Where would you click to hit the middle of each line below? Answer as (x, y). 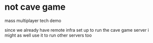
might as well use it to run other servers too (48, 35)
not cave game (35, 7)
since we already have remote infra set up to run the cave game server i (77, 30)
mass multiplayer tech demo (33, 21)
